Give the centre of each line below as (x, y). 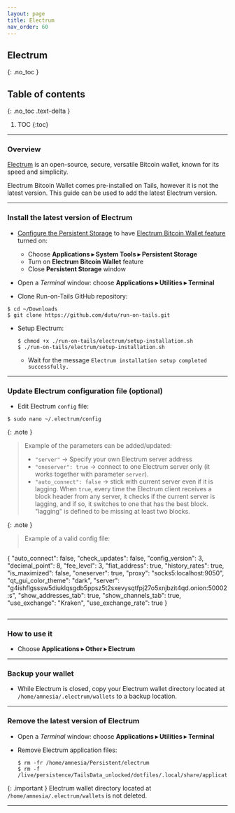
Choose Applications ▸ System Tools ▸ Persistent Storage (113, 254)
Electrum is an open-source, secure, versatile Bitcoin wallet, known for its (113, 165)
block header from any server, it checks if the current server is (125, 496)
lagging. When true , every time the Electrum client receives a (123, 489)
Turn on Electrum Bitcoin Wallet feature (86, 261)
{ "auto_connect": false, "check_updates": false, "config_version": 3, (106, 558)
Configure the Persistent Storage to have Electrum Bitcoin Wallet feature (121, 233)
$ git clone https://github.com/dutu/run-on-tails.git (89, 315)
